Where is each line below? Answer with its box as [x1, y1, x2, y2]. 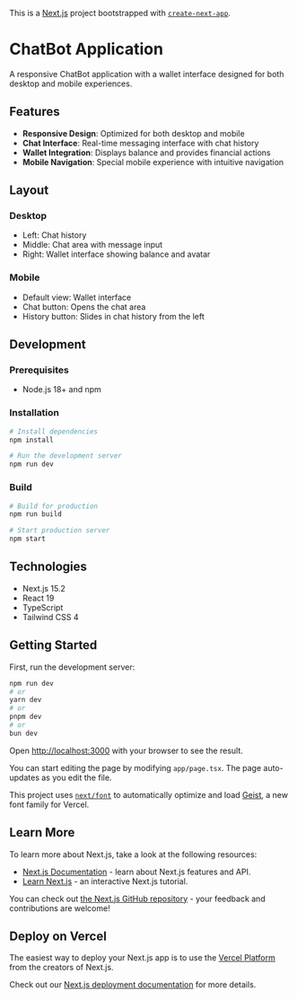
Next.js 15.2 [22, 583, 66, 593]
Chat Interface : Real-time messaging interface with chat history [22, 137, 259, 148]
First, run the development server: [9, 662, 135, 672]
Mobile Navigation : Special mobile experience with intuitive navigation [22, 156, 284, 167]
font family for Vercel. [9, 799, 90, 810]
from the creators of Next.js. [9, 962, 114, 973]
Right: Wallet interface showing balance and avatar [22, 249, 211, 259]
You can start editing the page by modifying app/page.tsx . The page [9, 762, 262, 773]
